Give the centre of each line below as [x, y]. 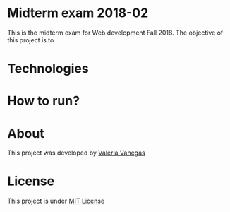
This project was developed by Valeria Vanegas [77, 153]
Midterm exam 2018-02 [78, 13]
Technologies [48, 69]
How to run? [43, 101]
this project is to [31, 40]
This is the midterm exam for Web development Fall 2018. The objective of [115, 33]
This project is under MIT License [56, 201]
